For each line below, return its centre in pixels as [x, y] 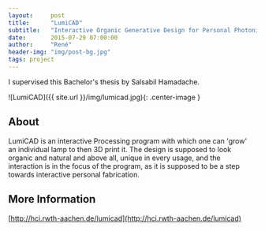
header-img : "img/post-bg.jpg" [60, 52]
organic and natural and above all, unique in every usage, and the [114, 158]
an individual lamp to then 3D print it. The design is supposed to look [120, 149]
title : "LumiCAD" [45, 23]
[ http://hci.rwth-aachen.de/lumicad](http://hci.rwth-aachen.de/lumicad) [125, 218]
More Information [52, 199]
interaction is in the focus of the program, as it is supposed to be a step [124, 166]
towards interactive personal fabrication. [74, 174]
